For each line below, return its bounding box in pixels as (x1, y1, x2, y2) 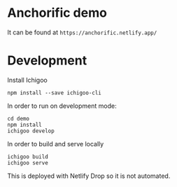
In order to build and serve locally (7, 139, 104, 148)
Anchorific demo (7, 5, 107, 21)
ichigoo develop (7, 127, 55, 134)
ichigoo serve (7, 159, 49, 166)
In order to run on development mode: (7, 102, 117, 110)
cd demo (7, 115, 30, 122)
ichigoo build (7, 153, 49, 160)
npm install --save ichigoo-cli (7, 89, 101, 96)
